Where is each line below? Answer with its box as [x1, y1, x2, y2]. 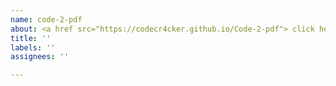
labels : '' [10, 42, 56, 53]
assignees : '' [10, 52, 70, 62]
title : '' [10, 33, 52, 43]
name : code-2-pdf [10, 14, 83, 25]
